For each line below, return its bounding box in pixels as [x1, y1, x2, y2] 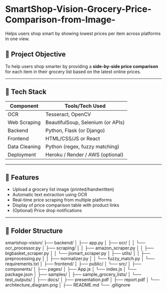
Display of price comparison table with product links [12, 202, 119, 208]
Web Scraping [7, 119, 41, 126]
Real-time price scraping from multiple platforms [12, 197, 112, 203]
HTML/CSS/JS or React [45, 135, 100, 142]
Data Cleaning [7, 143, 41, 150]
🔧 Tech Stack [5, 88, 47, 96]
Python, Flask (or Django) [45, 127, 105, 134]
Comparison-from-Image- [5, 14, 116, 25]
